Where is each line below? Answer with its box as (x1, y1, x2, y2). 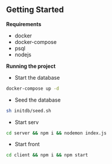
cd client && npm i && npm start (6, 152, 88, 158)
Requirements (6, 20, 42, 27)
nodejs (14, 51, 31, 58)
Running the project (6, 62, 56, 70)
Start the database (14, 74, 60, 81)
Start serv (14, 118, 39, 125)
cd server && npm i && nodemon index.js (6, 130, 107, 136)
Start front (14, 141, 40, 148)
